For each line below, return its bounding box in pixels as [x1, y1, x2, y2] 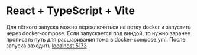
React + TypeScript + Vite [6, 4, 135, 18]
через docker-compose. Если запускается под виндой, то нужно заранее [6, 29, 191, 36]
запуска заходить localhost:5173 [6, 42, 87, 49]
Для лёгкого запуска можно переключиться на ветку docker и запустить [6, 23, 191, 30]
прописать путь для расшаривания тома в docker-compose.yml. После [6, 36, 186, 43]
